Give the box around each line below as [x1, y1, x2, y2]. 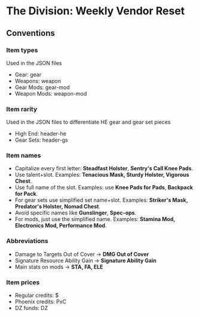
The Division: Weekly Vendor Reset [6, 4, 185, 18]
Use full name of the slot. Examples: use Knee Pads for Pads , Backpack [14, 184, 193, 191]
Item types [6, 46, 38, 54]
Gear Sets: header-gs [14, 136, 68, 144]
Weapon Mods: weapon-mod [14, 90, 87, 97]
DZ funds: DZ [14, 305, 48, 312]
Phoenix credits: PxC [14, 298, 67, 305]
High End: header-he [14, 130, 67, 137]
